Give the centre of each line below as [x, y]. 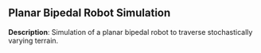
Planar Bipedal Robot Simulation [90, 13]
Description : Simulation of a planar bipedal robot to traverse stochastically [130, 32]
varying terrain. [33, 40]
